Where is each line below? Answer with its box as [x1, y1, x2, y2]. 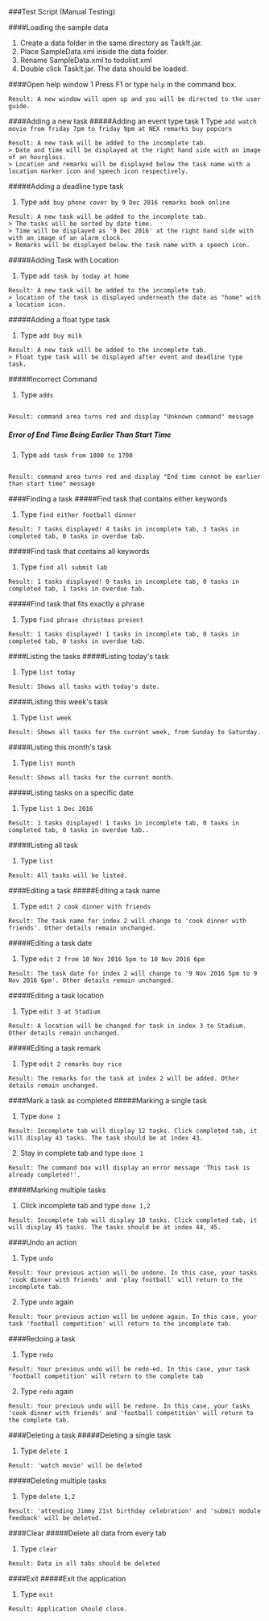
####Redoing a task [8, 1333, 76, 1343]
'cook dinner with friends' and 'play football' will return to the [8, 1275, 243, 1283]
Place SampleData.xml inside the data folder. [19, 47, 169, 56]
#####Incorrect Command [8, 375, 97, 384]
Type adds [19, 390, 54, 399]
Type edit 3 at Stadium [19, 1006, 101, 1016]
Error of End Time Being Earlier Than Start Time [8, 430, 172, 439]
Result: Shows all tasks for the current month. [8, 773, 175, 782]
